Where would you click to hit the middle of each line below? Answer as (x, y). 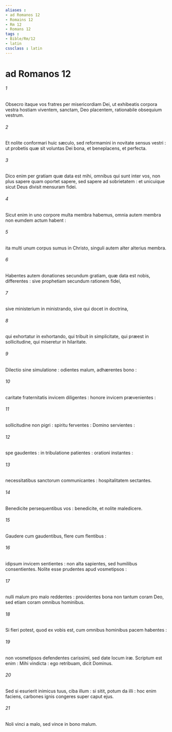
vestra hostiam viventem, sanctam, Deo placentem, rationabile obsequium (84, 110)
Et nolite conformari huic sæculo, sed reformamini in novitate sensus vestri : (86, 143)
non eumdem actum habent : (36, 220)
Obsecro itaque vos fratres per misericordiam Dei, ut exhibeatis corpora (81, 104)
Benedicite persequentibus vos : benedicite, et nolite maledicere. (74, 508)
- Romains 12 (19, 20)
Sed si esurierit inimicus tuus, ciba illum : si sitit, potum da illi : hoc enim (81, 691)
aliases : (16, 10)
